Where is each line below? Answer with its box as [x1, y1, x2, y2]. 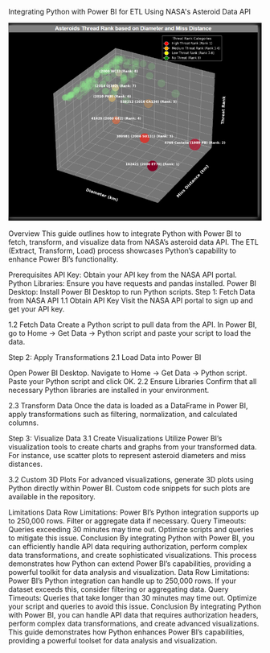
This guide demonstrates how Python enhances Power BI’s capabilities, [8, 627, 245, 637]
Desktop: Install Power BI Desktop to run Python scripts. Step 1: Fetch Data [8, 287, 256, 297]
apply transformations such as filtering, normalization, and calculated [8, 410, 238, 419]
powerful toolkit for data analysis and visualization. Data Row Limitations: [8, 568, 250, 577]
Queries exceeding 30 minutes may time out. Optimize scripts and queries [8, 525, 254, 535]
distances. [8, 459, 43, 469]
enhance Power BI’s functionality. [8, 254, 119, 264]
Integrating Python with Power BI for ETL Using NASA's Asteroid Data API [8, 7, 252, 16]
